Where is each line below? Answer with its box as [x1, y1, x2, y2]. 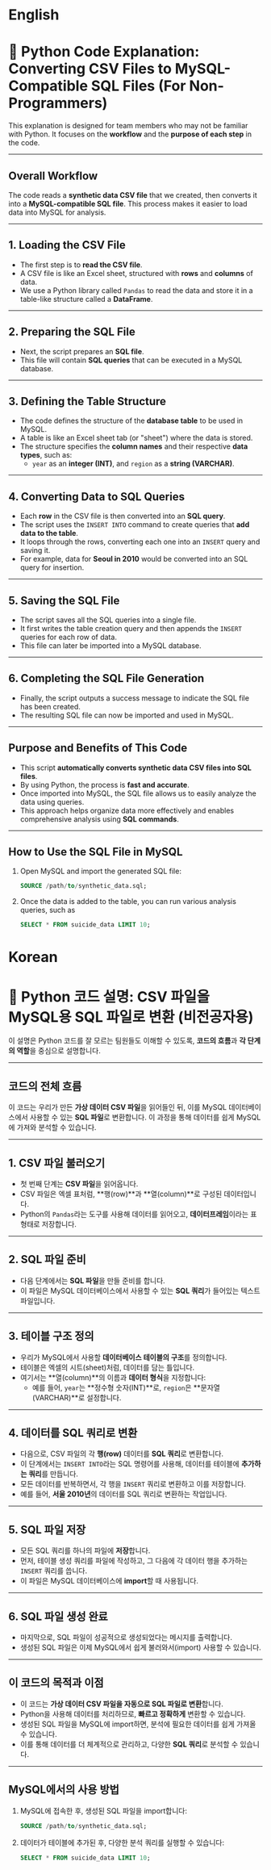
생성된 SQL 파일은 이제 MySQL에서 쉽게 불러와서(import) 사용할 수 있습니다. [19, 1642, 262, 1652]
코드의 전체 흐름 [8, 1079, 82, 1093]
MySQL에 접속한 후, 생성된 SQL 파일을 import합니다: [19, 1805, 188, 1815]
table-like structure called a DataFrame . [19, 294, 153, 303]
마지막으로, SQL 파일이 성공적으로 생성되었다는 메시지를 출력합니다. [19, 1633, 232, 1642]
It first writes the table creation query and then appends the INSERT [19, 624, 242, 633]
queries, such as [19, 906, 76, 915]
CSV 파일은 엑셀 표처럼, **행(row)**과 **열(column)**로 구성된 [19, 1189, 223, 1199]
